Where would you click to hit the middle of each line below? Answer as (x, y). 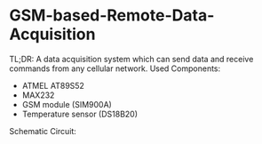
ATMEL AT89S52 (53, 85)
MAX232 (38, 95)
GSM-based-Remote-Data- (112, 16)
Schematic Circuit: (43, 131)
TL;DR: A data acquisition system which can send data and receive (131, 59)
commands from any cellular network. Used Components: (115, 68)
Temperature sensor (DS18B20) (80, 114)
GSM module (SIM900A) (67, 104)
